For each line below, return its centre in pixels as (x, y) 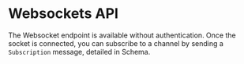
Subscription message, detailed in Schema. (79, 52)
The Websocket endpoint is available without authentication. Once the (122, 35)
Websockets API (63, 14)
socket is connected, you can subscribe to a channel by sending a (116, 43)
